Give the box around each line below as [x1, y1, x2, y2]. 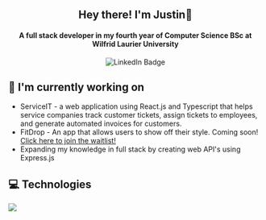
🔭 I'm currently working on [8, 80, 145, 93]
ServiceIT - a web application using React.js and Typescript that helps [19, 102, 253, 111]
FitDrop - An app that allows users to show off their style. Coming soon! [19, 127, 259, 137]
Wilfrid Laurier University [92, 39, 179, 48]
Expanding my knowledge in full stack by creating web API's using [19, 144, 241, 154]
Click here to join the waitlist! [19, 136, 117, 146]
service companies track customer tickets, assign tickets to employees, [19, 110, 258, 120]
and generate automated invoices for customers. [19, 118, 182, 129]
